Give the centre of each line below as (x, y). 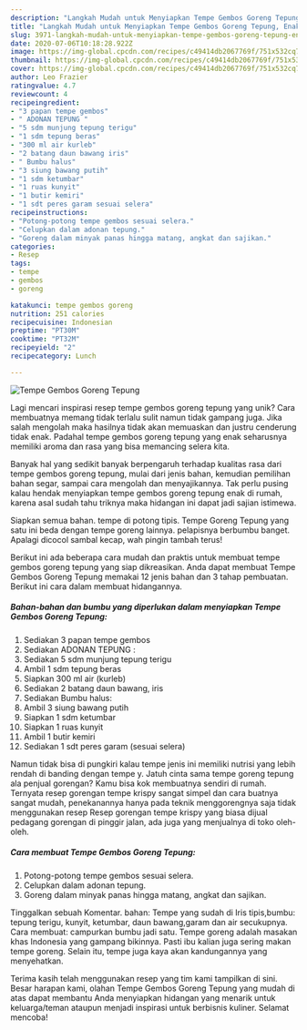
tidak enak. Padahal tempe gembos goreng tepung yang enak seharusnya (149, 436)
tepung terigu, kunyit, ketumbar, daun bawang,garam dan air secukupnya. (149, 922)
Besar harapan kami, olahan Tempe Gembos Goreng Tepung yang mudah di (153, 988)
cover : (23, 69)
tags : (20, 264)
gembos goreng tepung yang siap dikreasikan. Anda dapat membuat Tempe (153, 566)
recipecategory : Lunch (53, 356)
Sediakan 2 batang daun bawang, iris (93, 688)
